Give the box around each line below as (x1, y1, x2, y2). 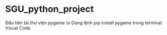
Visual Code (5, 25, 31, 31)
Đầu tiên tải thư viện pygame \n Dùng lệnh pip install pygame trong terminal (5, 20, 162, 26)
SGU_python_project (5, 3, 94, 15)
